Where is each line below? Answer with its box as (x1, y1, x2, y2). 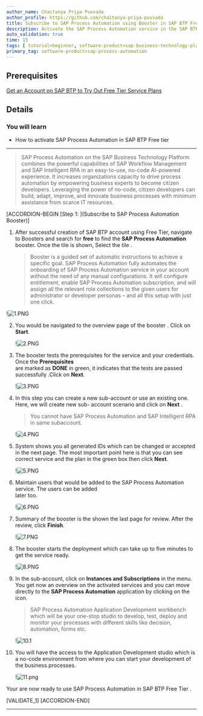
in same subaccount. (30, 419, 83, 426)
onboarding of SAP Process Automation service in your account (30, 266, 189, 273)
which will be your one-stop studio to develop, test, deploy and (30, 612, 187, 620)
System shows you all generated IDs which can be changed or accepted (14, 443, 196, 450)
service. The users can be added (14, 485, 98, 492)
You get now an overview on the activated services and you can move (14, 582, 190, 589)
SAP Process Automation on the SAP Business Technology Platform (21, 154, 190, 161)
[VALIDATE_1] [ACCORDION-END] (6, 697, 90, 704)
